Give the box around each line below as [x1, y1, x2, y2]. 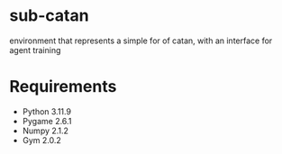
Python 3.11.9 [22, 105, 72, 117]
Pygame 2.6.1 [22, 115, 72, 126]
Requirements [9, 77, 117, 97]
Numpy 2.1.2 [22, 125, 69, 136]
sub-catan [9, 5, 89, 26]
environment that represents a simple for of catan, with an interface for [9, 35, 273, 46]
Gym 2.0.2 [22, 134, 61, 145]
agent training [9, 44, 61, 55]
